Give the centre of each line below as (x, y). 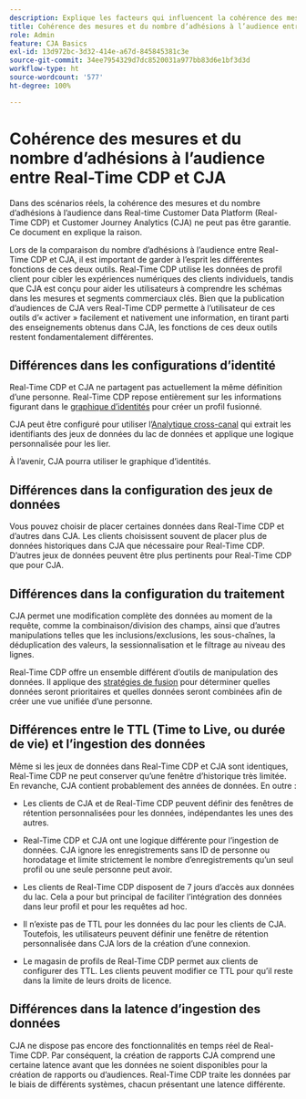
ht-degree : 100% (40, 86)
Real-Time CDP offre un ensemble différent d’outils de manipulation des (144, 672)
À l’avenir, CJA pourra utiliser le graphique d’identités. (110, 461)
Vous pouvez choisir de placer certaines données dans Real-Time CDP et (147, 526)
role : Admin (32, 35)
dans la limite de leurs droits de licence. (97, 980)
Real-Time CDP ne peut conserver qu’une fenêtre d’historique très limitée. (148, 775)
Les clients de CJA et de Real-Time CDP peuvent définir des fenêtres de (158, 803)
